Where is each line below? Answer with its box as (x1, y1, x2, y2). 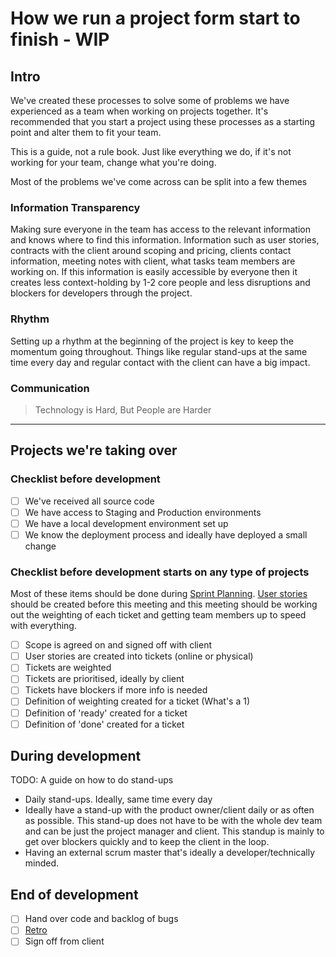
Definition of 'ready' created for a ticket (24, 707, 188, 719)
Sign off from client (24, 935, 105, 947)
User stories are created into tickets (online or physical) (24, 650, 254, 662)
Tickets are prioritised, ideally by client (24, 673, 185, 685)
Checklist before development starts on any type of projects (10, 565, 310, 579)
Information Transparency (10, 200, 141, 214)
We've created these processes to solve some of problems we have (10, 95, 290, 106)
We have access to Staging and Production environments (24, 506, 262, 518)
